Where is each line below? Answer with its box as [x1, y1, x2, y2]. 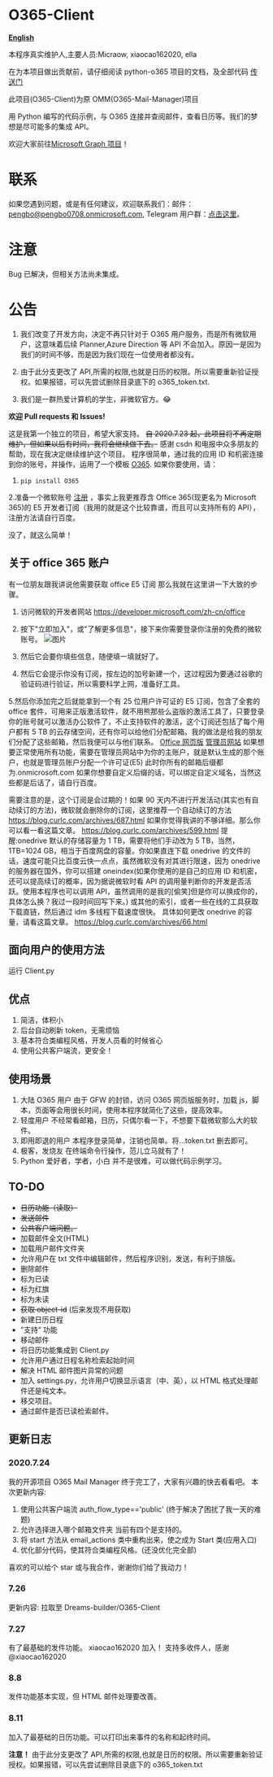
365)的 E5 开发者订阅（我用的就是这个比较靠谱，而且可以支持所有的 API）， [8, 502, 260, 512]
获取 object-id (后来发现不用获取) [19, 1304, 132, 1314]
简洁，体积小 [19, 1015, 63, 1025]
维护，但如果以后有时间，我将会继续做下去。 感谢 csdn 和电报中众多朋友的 [8, 439, 259, 448]
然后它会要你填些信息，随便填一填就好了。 [19, 651, 163, 661]
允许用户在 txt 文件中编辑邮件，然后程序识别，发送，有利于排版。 [19, 1253, 240, 1263]
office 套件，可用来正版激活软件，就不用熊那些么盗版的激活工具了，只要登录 [8, 706, 265, 716]
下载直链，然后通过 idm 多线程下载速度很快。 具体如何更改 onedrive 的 [8, 906, 245, 916]
